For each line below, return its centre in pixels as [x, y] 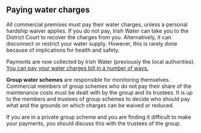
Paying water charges [48, 10]
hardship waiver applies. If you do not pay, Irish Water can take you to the [97, 31]
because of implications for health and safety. [63, 50]
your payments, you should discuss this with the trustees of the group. [94, 123]
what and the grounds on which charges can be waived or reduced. [90, 105]
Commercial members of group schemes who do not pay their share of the [99, 86]
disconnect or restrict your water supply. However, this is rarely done [92, 43]
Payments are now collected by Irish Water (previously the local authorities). [101, 61]
